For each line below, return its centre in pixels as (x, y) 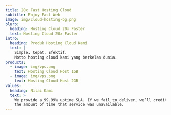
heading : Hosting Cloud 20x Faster (48, 29)
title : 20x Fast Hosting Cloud (38, 10)
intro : (12, 39)
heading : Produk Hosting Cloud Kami (49, 43)
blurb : (12, 24)
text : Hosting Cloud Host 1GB (47, 72)
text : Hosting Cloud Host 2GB (47, 81)
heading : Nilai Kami (32, 90)
